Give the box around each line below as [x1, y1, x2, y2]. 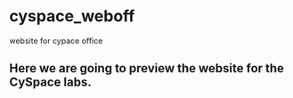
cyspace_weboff [9, 6, 135, 26]
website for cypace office [9, 35, 103, 46]
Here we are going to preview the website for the [9, 61, 285, 76]
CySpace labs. [9, 75, 92, 90]
